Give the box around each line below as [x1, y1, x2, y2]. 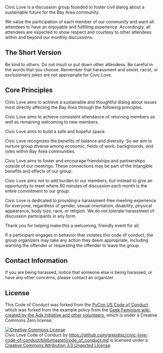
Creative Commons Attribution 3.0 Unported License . [5, 342, 112, 349]
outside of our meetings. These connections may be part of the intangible [5, 163, 153, 169]
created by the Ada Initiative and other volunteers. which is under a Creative [5, 312, 158, 318]
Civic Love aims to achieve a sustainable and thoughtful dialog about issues [5, 99, 157, 105]
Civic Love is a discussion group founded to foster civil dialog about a [5, 4, 145, 10]
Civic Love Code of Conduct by [5, 332, 68, 338]
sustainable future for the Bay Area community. [5, 9, 100, 15]
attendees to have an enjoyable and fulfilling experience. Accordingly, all [5, 24, 151, 30]
